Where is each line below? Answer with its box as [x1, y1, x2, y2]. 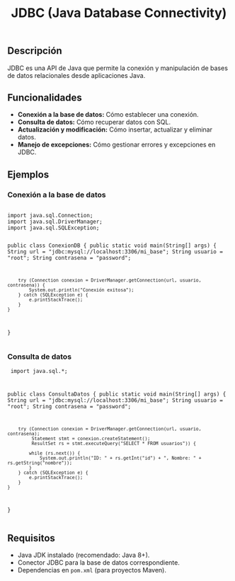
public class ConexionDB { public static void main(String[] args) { [7, 242, 217, 249]
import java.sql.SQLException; [7, 224, 100, 231]
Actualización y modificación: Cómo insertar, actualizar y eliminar [17, 125, 212, 134]
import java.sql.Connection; [7, 212, 93, 219]
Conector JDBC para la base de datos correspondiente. [17, 558, 180, 567]
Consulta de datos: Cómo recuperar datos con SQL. [17, 118, 171, 127]
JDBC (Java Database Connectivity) [11, 5, 227, 21]
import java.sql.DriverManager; [7, 218, 103, 226]
